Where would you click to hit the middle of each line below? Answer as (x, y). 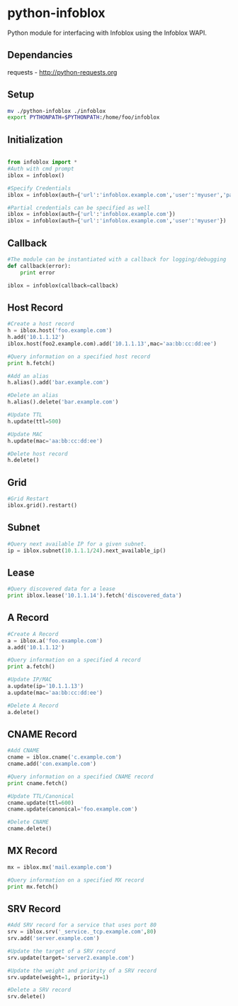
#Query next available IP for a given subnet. (77, 544)
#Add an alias (28, 376)
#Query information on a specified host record (79, 357)
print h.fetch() (31, 363)
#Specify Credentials (39, 188)
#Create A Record (33, 634)
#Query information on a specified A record (74, 660)
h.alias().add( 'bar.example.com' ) (58, 383)
